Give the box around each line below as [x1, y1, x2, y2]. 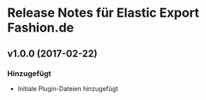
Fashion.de [7, 20, 75, 36]
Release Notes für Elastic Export [7, 5, 200, 21]
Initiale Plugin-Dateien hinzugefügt [17, 84, 118, 92]
